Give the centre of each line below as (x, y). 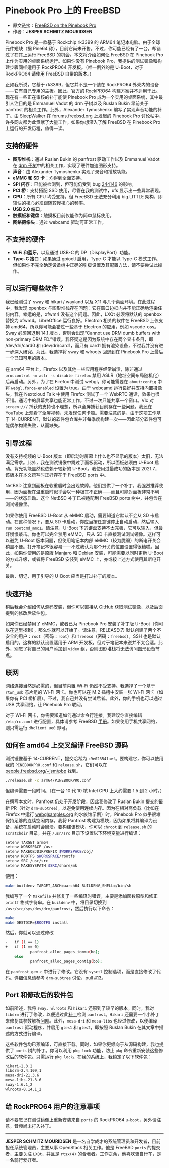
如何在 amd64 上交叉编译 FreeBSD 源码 (67, 745)
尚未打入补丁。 (38, 1126)
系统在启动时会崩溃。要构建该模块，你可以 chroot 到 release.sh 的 (83, 827)
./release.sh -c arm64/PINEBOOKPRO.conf (48, 780)
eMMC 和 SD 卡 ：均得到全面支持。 (48, 178)
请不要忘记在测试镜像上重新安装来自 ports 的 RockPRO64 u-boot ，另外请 (81, 1119)
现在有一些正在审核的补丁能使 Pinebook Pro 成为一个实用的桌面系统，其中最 (84, 97)
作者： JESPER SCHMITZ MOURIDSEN (52, 31)
